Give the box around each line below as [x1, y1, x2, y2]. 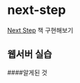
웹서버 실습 [7, 48, 53, 61]
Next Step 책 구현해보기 [7, 26, 74, 34]
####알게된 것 [7, 68, 48, 77]
